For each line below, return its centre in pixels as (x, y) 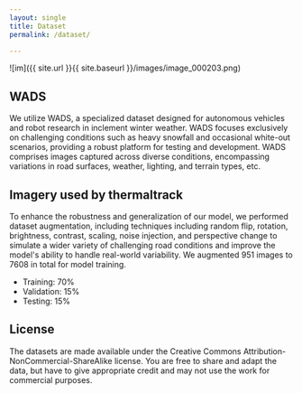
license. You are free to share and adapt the (196, 360)
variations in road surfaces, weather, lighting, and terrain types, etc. (135, 166)
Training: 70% (48, 282)
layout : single (38, 18)
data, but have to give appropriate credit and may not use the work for (140, 370)
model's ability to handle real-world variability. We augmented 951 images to (151, 255)
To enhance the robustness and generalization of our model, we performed (149, 216)
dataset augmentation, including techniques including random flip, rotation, (149, 226)
